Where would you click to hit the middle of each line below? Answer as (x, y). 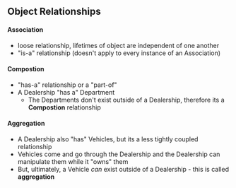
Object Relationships (54, 12)
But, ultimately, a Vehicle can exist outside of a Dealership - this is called (123, 169)
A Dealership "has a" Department (66, 92)
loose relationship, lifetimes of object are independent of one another (118, 45)
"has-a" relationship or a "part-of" (67, 85)
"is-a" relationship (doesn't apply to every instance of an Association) (119, 53)
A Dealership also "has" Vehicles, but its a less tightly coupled (108, 139)
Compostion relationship (64, 107)
